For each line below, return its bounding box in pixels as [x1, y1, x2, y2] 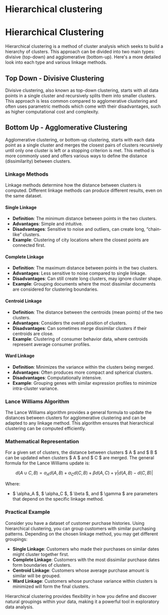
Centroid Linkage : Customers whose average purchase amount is [12, 567, 149, 573]
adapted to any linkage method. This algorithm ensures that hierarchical [5, 420, 154, 426]
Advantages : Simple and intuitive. [12, 221, 83, 227]
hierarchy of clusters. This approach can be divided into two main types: [5, 49, 155, 55]
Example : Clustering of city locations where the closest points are [12, 237, 149, 243]
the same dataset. [5, 193, 43, 199]
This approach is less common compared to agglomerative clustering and [5, 98, 157, 104]
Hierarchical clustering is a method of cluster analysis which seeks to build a [5, 43, 163, 49]
